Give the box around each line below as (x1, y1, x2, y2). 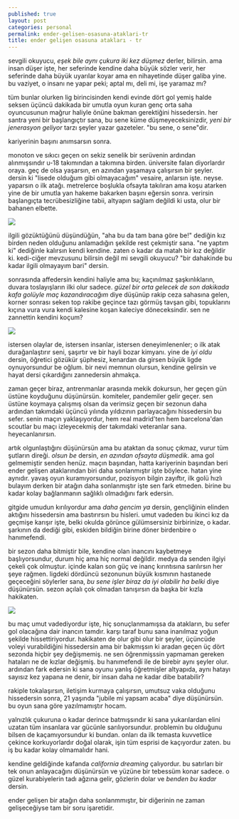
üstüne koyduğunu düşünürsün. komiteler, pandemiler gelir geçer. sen (8, 392, 213, 401)
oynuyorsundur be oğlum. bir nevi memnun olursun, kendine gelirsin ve (8, 363, 217, 371)
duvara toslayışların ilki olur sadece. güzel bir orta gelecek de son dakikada (8, 283, 230, 292)
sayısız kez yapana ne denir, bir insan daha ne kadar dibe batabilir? (8, 673, 205, 681)
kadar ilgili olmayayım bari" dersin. (8, 262, 110, 270)
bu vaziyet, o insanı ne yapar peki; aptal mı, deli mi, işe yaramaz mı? (8, 79, 207, 88)
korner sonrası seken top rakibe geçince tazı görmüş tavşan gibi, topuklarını (8, 298, 230, 307)
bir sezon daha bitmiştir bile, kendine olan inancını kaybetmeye (8, 547, 192, 556)
